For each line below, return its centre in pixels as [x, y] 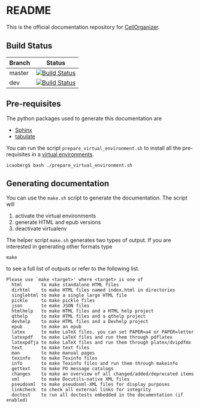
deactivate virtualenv [41, 229]
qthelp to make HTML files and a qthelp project [79, 316]
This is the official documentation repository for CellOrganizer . [83, 27]
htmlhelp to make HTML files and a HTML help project [83, 311]
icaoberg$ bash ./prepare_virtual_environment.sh [69, 165]
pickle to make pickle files [53, 301]
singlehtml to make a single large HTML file [69, 295]
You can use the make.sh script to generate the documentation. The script [97, 198]
